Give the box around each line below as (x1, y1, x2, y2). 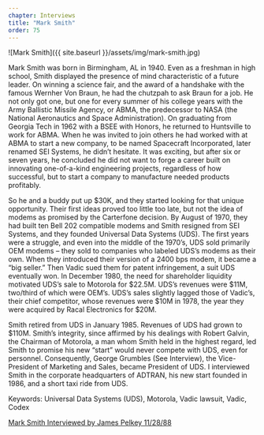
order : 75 (8, 26, 41, 34)
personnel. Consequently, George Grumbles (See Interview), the (8, 354, 217, 363)
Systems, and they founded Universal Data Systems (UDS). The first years (8, 230, 250, 239)
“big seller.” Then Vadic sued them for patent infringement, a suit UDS (8, 263, 235, 272)
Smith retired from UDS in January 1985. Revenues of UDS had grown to (8, 321, 243, 330)
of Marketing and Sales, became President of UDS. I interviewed (40, 362, 250, 372)
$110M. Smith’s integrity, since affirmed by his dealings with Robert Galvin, (8, 328, 250, 338)
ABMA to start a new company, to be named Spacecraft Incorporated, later (8, 139, 251, 148)
